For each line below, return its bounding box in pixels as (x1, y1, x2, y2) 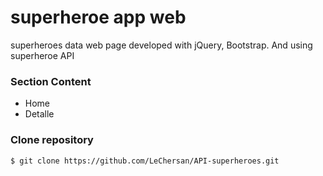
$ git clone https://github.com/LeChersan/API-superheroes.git (10, 156, 280, 166)
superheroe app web (10, 6, 187, 29)
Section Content (10, 74, 92, 88)
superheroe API (10, 49, 75, 61)
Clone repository (10, 133, 94, 147)
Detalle (24, 108, 55, 120)
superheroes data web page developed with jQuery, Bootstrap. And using (10, 39, 313, 51)
